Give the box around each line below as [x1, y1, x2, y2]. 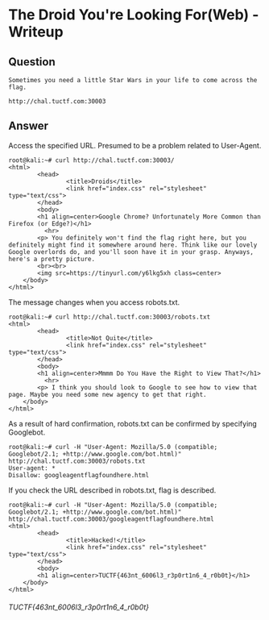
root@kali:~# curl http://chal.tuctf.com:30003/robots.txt [8, 313, 211, 321]
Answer [8, 119, 49, 133]
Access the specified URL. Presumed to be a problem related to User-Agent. [8, 140, 262, 150]
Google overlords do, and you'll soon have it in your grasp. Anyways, [8, 248, 254, 256]
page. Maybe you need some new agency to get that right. [8, 390, 207, 398]
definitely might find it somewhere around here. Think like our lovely [8, 240, 258, 249]
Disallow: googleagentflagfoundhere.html [8, 471, 150, 479]
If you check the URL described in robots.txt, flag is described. [8, 485, 217, 495]
